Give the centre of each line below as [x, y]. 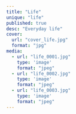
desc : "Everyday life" [34, 29]
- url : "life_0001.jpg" [41, 57]
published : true [26, 23]
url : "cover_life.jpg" [40, 40]
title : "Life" [24, 12]
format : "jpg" [29, 46]
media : [14, 51]
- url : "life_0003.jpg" [41, 90]
